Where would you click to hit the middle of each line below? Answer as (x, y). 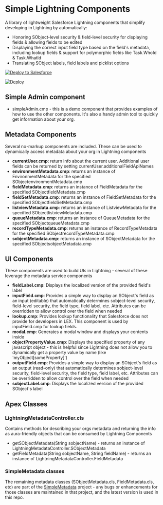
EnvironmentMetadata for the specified (51, 176)
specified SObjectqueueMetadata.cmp (51, 223)
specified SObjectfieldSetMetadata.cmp (52, 202)
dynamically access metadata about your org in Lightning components (76, 151)
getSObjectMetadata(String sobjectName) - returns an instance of (78, 443)
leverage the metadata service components (49, 276)
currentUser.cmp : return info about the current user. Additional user (81, 161)
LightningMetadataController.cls (45, 418)
